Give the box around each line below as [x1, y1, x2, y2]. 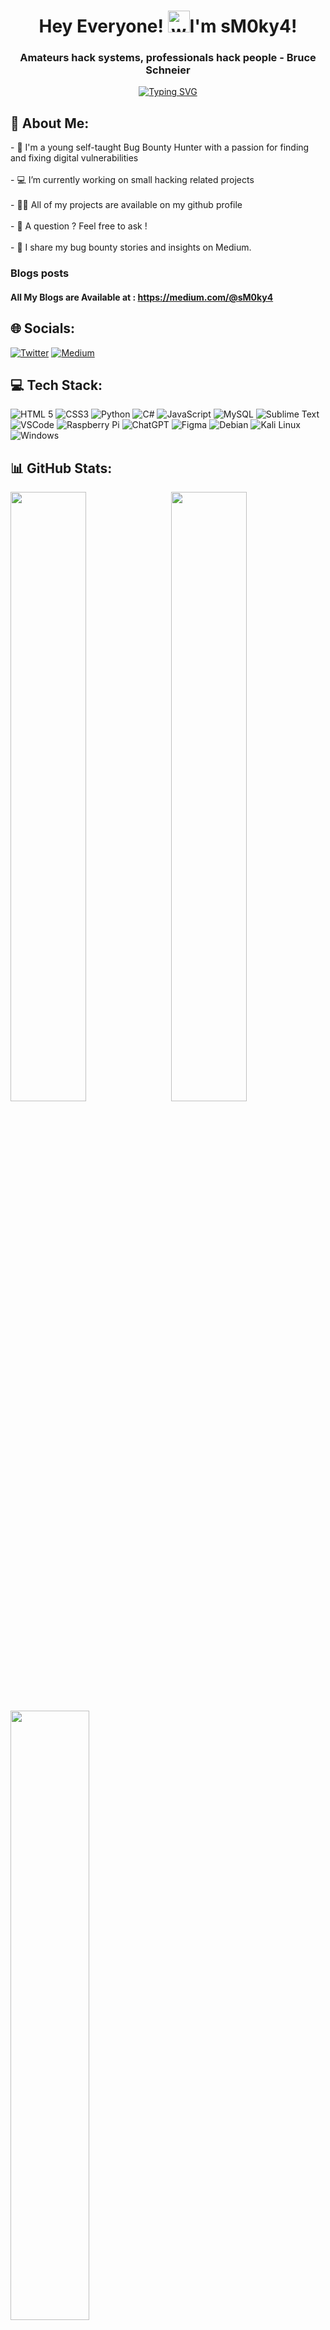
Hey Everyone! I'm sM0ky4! [38, 15, 298, 38]
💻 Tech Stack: [10, 377, 103, 394]
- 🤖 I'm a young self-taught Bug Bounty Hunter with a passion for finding [10, 141, 310, 154]
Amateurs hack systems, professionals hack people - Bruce [19, 51, 317, 65]
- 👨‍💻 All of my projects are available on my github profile [10, 199, 243, 211]
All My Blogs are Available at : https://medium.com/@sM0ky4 [10, 291, 274, 303]
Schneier [145, 63, 191, 77]
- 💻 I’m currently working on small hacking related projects [10, 174, 255, 186]
